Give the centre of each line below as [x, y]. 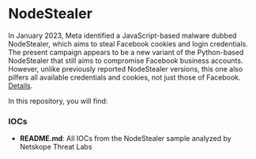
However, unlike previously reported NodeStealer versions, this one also [126, 68]
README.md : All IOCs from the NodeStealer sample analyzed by [125, 139]
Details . [21, 85]
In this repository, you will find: [58, 101]
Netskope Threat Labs [56, 147]
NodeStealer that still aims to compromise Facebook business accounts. [126, 61]
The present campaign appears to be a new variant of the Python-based [126, 52]
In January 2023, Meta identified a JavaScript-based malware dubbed [122, 35]
